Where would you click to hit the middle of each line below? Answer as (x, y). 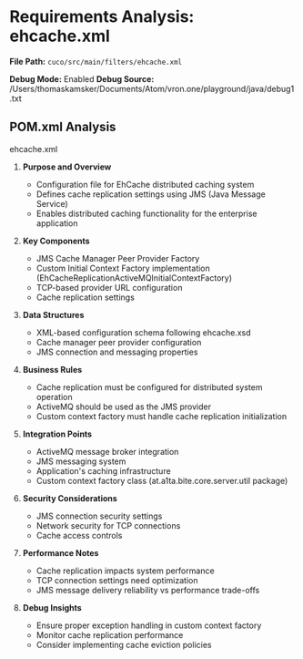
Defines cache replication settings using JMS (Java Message (151, 194)
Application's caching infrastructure (103, 470)
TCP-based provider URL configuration (109, 287)
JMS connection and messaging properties (117, 352)
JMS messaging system (81, 461)
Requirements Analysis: (102, 17)
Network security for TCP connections (108, 525)
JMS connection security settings (99, 516)
